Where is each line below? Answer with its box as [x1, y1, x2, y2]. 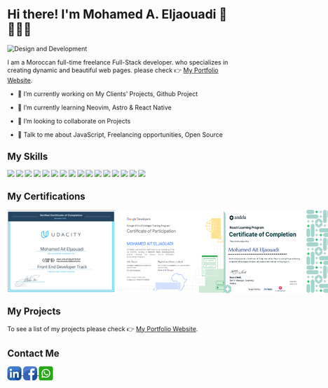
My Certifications [7, 191, 86, 203]
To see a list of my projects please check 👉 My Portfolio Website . [7, 324, 198, 333]
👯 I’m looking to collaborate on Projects [17, 116, 131, 125]
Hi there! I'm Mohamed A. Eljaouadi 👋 [7, 6, 228, 22]
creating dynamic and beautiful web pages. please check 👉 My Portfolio [7, 66, 219, 74]
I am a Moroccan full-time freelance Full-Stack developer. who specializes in [7, 58, 228, 66]
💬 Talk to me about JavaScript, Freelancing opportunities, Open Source [17, 130, 223, 139]
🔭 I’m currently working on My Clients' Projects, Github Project [17, 89, 198, 98]
